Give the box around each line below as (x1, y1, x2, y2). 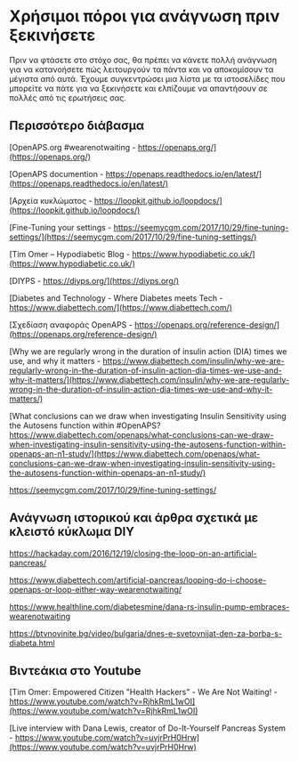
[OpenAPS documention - (9, 168, 104, 179)
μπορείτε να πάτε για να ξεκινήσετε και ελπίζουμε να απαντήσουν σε (9, 83, 268, 93)
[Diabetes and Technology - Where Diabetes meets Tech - (9, 292, 223, 304)
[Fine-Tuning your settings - (9, 222, 112, 232)
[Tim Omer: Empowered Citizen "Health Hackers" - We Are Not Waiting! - (9, 687, 278, 698)
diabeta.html (9, 637, 55, 648)
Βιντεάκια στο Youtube (9, 663, 141, 678)
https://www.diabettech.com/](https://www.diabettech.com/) (9, 302, 233, 312)
